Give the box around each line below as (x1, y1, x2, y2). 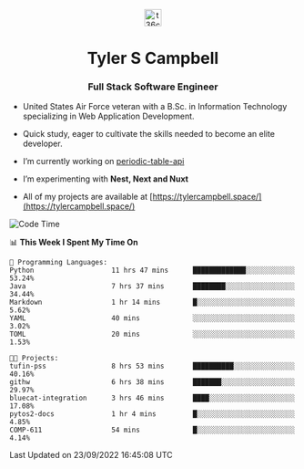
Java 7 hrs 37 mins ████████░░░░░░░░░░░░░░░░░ (9, 282, 296, 291)
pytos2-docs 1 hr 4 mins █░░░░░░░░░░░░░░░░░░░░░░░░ (9, 410, 296, 419)
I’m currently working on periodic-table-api (22, 156, 185, 167)
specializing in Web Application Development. (22, 110, 195, 122)
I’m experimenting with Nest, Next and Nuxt (22, 173, 189, 184)
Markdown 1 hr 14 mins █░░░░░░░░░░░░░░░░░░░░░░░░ (9, 297, 296, 307)
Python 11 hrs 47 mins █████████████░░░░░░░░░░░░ (9, 266, 296, 276)
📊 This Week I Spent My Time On (9, 237, 138, 248)
